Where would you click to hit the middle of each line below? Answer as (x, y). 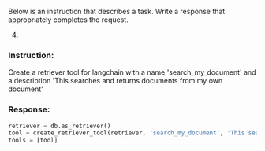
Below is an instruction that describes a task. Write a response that (117, 11)
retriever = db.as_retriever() (60, 126)
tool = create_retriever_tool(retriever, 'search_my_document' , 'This (127, 133)
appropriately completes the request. (68, 20)
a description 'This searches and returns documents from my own (116, 81)
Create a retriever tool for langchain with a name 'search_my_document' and (132, 72)
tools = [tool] (33, 141)
